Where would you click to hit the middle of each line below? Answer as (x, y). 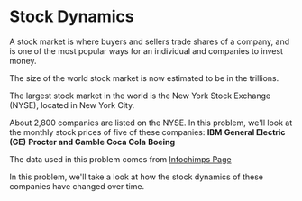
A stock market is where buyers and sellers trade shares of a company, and (150, 41)
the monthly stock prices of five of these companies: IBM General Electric (147, 132)
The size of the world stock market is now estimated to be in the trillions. (144, 78)
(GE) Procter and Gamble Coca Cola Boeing (92, 142)
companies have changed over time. (77, 186)
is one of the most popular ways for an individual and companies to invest (146, 50)
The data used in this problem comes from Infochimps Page (120, 159)
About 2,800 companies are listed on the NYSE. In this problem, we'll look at (151, 123)
